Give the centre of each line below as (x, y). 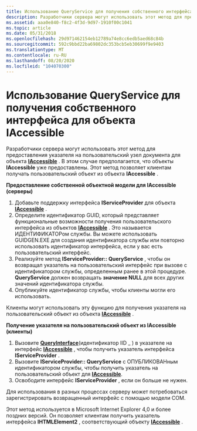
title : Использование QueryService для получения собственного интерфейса (99, 11)
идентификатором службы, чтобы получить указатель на (86, 368)
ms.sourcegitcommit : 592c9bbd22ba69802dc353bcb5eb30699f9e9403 (85, 45)
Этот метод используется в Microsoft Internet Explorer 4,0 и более (89, 409)
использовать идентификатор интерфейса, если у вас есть (89, 247)
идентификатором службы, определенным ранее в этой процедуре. (100, 271)
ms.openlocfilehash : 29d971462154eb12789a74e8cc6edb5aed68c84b (85, 39)
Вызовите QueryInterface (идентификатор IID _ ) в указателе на (93, 343)
